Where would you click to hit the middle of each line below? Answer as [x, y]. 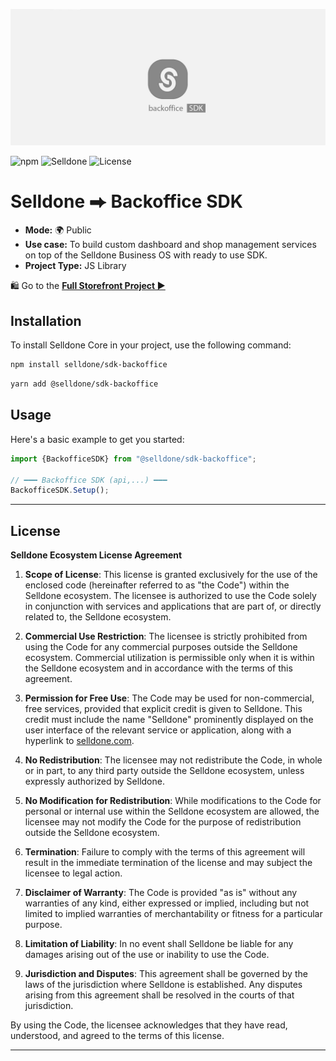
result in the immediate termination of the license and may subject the [168, 863]
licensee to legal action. [73, 873]
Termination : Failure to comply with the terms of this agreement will [165, 852]
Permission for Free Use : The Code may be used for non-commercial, [169, 698]
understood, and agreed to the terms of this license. [117, 1036]
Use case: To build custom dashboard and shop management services [170, 245]
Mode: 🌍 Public [58, 230]
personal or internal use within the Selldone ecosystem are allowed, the [172, 811]
